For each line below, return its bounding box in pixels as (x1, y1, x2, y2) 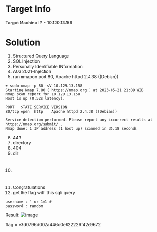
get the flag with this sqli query (12, 190, 75, 196)
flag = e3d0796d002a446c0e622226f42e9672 (5, 222, 101, 228)
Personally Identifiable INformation (12, 63, 83, 69)
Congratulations (12, 185, 45, 190)
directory (12, 139, 31, 145)
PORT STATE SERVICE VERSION (5, 104, 67, 110)
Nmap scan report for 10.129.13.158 (5, 92, 80, 96)
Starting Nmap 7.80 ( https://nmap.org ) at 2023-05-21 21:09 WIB (5, 87, 144, 93)
